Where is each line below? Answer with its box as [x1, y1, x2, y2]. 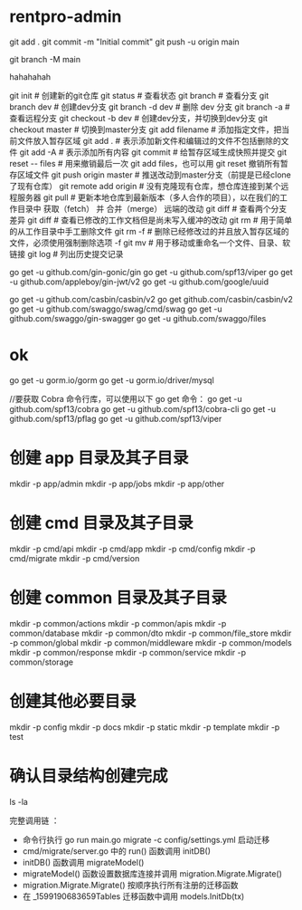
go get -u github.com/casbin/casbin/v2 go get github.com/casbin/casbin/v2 [9, 293, 294, 304]
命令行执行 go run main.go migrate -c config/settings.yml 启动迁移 [22, 834, 270, 845]
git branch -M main [9, 53, 81, 64]
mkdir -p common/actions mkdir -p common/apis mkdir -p [9, 618, 227, 628]
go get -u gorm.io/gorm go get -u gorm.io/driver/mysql [9, 374, 214, 386]
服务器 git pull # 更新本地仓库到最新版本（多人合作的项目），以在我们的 [16, 192, 280, 203]
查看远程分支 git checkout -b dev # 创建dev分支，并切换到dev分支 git [9, 112, 269, 123]
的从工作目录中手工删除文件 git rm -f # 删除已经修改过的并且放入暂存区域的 [9, 225, 289, 236]
